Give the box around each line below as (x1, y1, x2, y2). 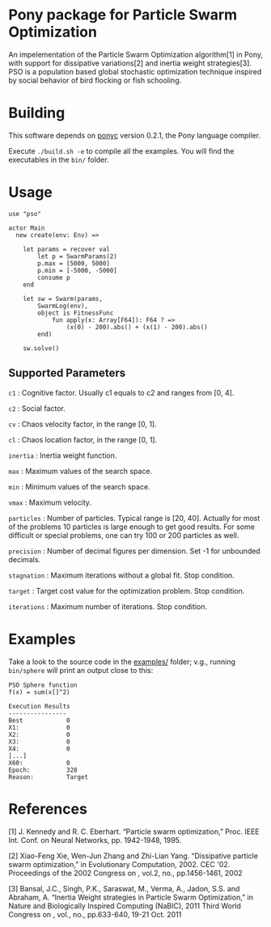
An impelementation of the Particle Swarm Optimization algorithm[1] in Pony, (8, 49, 264, 59)
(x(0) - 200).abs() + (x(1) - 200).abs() (66, 323, 208, 331)
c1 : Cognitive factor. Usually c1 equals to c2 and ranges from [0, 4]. (8, 387, 235, 397)
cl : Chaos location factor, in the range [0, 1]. (8, 434, 158, 444)
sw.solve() (23, 344, 60, 353)
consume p (37, 273, 70, 281)
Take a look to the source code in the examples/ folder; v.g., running (8, 657, 236, 667)
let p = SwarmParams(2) (37, 252, 117, 260)
